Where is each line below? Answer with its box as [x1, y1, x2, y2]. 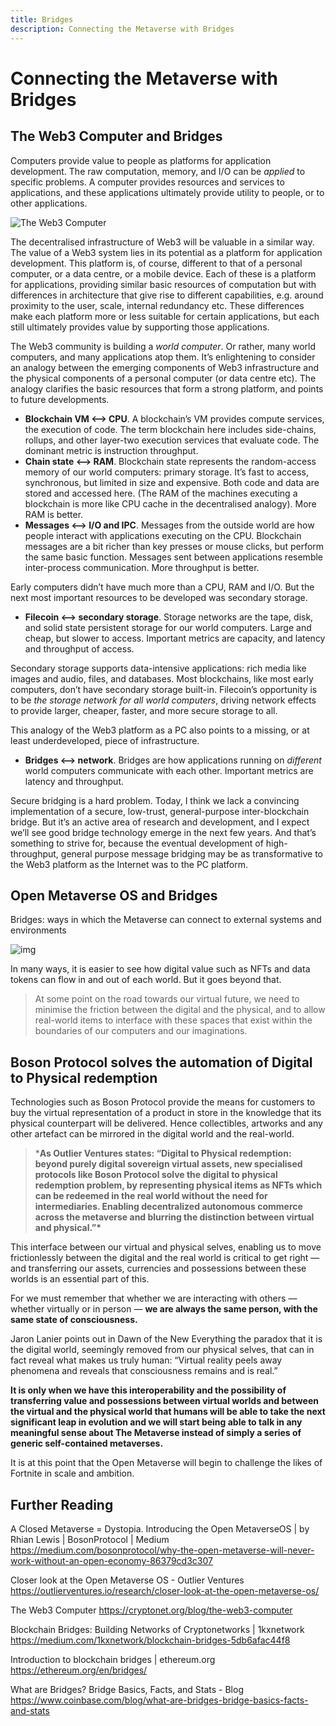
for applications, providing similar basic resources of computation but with [10, 278, 317, 290]
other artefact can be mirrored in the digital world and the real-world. [10, 1128, 295, 1140]
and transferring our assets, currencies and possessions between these [10, 1262, 307, 1275]
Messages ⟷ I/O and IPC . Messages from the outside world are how [24, 519, 315, 531]
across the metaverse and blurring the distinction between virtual [34, 1211, 315, 1223]
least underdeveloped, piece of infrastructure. [10, 734, 200, 746]
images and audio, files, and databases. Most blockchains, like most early [10, 672, 314, 685]
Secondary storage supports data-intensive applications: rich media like [10, 662, 307, 674]
